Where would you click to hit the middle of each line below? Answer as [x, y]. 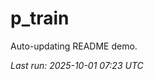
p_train [40, 18]
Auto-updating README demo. [74, 46]
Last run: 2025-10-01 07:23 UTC [77, 65]
